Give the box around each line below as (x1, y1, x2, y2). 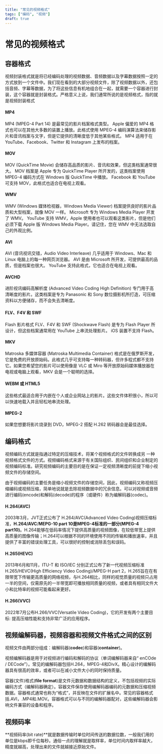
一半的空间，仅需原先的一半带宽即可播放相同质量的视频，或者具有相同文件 (5, 580, 154, 586)
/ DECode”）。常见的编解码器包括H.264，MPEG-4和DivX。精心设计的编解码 (5, 661, 156, 667)
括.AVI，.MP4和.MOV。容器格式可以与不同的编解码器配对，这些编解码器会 (5, 696, 154, 702)
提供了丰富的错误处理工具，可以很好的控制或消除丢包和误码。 (5, 539, 129, 545)
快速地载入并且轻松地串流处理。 (9, 399, 73, 405)
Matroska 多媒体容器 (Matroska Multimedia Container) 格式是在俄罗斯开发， (5, 350, 157, 356)
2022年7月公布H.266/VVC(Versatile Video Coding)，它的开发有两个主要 (5, 609, 149, 615)
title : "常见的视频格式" (5, 7, 50, 12)
